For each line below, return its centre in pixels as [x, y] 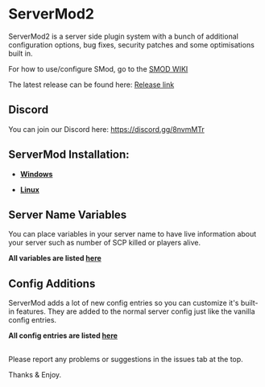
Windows [36, 174]
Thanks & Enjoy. [35, 374]
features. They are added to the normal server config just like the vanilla [135, 311]
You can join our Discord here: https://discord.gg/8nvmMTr [107, 129]
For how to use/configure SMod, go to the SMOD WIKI [98, 68]
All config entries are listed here [63, 336]
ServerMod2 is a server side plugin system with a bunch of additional [124, 36]
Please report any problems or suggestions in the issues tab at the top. [126, 359]
